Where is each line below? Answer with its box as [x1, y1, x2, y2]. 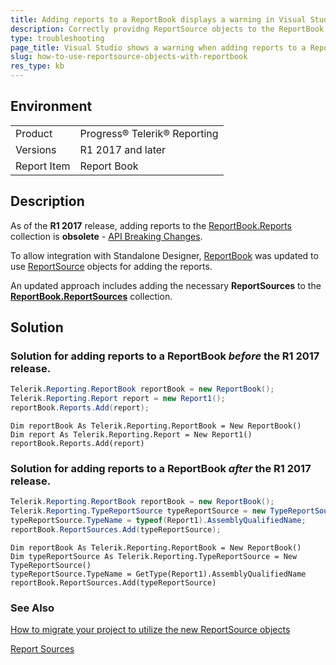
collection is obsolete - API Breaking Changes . [10, 230, 203, 242]
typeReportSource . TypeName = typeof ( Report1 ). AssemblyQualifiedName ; [10, 515, 307, 525]
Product [15, 126, 53, 140]
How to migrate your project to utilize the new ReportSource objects [10, 624, 291, 636]
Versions [15, 142, 57, 156]
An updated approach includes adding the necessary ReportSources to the [10, 279, 322, 291]
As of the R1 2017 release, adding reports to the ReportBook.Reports [10, 219, 292, 231]
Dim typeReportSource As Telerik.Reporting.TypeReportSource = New [10, 551, 298, 561]
